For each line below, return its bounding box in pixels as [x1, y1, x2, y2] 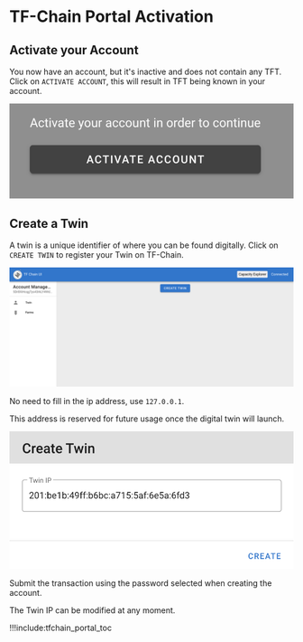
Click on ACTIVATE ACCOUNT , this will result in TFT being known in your [9, 76, 266, 87]
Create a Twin [9, 215, 88, 231]
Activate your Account [9, 42, 139, 58]
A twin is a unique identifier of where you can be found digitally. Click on [9, 240, 279, 250]
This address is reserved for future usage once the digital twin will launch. [9, 413, 285, 424]
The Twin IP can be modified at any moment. [9, 605, 176, 616]
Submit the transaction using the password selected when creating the [9, 578, 272, 589]
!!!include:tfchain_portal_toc [9, 622, 113, 634]
